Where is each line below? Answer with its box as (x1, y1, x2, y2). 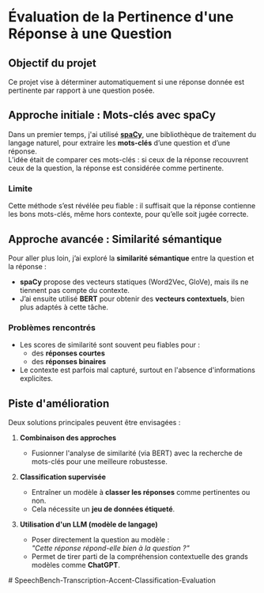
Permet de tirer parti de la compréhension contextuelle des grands (31, 552, 249, 561)
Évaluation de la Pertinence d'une (8, 8, 234, 26)
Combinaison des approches (19, 433, 117, 443)
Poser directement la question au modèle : (31, 535, 170, 545)
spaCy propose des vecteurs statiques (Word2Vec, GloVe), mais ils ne (19, 277, 249, 287)
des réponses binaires (31, 357, 107, 367)
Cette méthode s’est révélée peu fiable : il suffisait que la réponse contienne (8, 201, 256, 211)
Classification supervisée (19, 472, 107, 482)
